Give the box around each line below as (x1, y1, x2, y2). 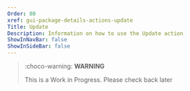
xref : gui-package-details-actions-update (7, 17, 133, 24)
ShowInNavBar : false (7, 36, 68, 43)
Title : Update (7, 23, 49, 30)
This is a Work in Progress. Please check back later (24, 76, 173, 84)
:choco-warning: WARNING (24, 62, 105, 70)
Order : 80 (7, 10, 36, 17)
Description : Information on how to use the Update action (7, 29, 184, 37)
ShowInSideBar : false (7, 43, 71, 50)
